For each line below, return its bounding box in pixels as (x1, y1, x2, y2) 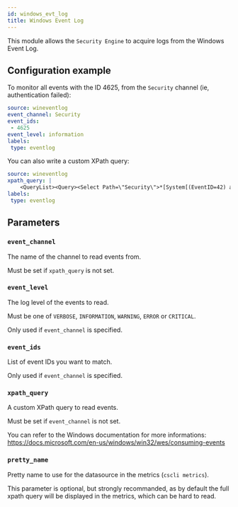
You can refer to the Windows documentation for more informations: (7, 430, 207, 440)
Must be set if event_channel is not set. (7, 417, 121, 425)
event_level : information (7, 130, 84, 138)
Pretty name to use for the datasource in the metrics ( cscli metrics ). (7, 470, 209, 479)
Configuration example (7, 65, 111, 77)
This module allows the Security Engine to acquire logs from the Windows (7, 36, 225, 45)
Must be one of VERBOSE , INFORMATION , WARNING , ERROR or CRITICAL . (7, 311, 196, 320)
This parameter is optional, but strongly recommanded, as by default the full (7, 484, 229, 493)
